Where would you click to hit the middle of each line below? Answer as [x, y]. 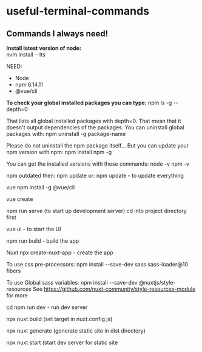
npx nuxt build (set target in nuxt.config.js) [59, 319]
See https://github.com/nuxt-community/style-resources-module [114, 289]
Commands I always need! [57, 34]
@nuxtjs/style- [157, 283]
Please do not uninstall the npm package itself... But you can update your [98, 146]
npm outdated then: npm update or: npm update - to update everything [95, 175]
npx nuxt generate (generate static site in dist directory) [76, 331]
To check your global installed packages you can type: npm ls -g [89, 103]
